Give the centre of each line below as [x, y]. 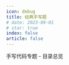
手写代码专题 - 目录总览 [35, 56]
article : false [25, 39]
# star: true [22, 28]
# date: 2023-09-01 [30, 22]
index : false [22, 33]
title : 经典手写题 [27, 17]
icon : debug [21, 11]
